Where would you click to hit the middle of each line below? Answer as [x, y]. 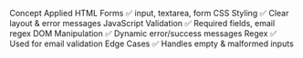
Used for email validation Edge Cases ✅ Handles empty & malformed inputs [151, 43]
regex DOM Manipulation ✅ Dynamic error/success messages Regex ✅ [143, 34]
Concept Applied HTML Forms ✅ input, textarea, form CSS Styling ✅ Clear [149, 13]
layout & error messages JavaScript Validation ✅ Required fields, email [142, 23]
